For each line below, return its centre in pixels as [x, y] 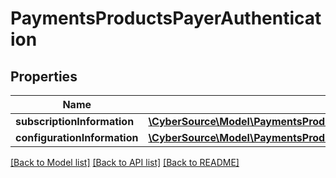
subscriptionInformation [75, 121]
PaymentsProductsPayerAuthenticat [166, 18]
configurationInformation [77, 137]
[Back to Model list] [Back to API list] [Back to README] [125, 162]
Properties [44, 76]
